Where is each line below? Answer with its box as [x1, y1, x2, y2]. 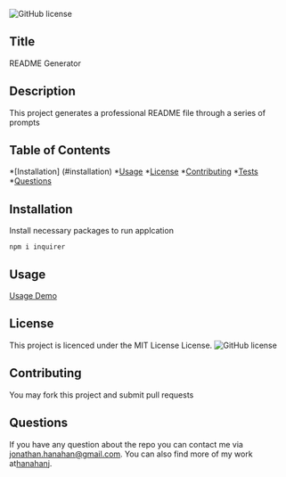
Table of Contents [9, 143, 111, 158]
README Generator [9, 58, 82, 69]
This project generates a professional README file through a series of [9, 107, 266, 118]
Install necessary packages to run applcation [9, 226, 174, 236]
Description [9, 84, 76, 99]
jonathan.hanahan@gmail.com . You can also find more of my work [9, 448, 253, 459]
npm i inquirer [9, 243, 66, 251]
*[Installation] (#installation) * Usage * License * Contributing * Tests [9, 166, 258, 177]
